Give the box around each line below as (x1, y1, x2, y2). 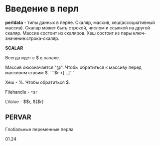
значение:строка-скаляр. (5, 35, 60, 41)
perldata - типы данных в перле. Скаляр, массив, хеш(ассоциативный (5, 19, 156, 25)
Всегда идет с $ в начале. (5, 54, 60, 60)
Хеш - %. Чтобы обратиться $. (5, 79, 70, 85)
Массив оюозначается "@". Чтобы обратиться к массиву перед (5, 64, 142, 70)
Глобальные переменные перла (5, 126, 74, 132)
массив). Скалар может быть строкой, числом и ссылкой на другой (5, 24, 151, 30)
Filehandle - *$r (5, 89, 38, 95)
